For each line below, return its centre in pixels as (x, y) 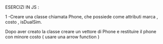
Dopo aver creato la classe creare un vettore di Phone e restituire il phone (81, 31)
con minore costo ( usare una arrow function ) (52, 37)
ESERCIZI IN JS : (22, 7)
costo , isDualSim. (24, 22)
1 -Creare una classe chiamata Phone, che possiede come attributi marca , (82, 17)
